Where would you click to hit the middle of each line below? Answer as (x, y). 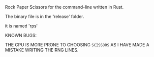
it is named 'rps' (21, 26)
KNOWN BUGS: (21, 35)
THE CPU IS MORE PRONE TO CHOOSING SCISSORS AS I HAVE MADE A (77, 45)
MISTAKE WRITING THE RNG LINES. (42, 50)
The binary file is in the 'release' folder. (45, 16)
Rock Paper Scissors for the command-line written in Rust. (64, 7)
